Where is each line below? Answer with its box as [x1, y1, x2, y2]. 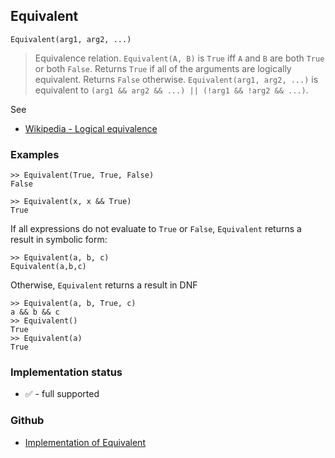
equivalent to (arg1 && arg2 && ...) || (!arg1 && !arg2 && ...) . [34, 84, 309, 96]
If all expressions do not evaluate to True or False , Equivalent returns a [10, 223, 302, 235]
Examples [10, 147, 60, 161]
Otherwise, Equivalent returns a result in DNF [10, 279, 198, 291]
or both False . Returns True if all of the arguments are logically [34, 62, 292, 74]
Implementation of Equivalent [24, 436, 146, 448]
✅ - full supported [24, 388, 100, 400]
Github [10, 414, 45, 428]
